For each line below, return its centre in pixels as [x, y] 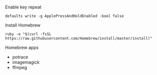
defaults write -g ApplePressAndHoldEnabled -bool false [65, 16]
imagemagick [26, 62]
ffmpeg [20, 67]
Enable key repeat [23, 7]
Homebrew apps [22, 48]
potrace [20, 57]
